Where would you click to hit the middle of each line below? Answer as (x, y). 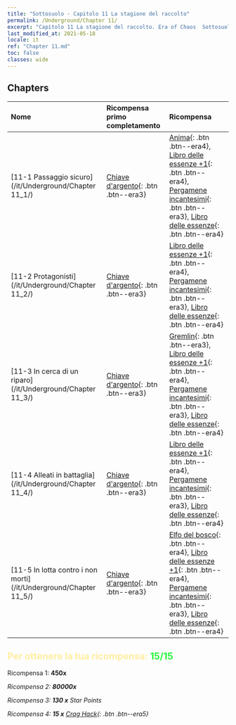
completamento (133, 125)
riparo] (22, 380)
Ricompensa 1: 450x (37, 673)
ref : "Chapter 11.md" (39, 46)
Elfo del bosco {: (195, 534)
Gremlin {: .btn (191, 336)
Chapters (28, 88)
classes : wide (28, 60)
